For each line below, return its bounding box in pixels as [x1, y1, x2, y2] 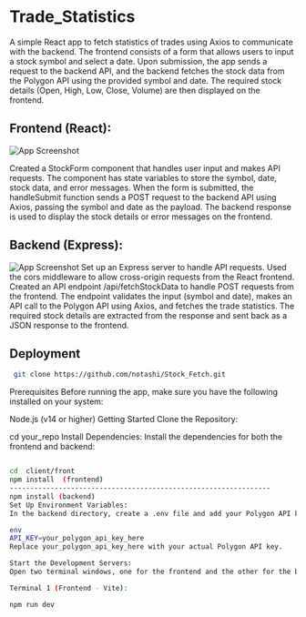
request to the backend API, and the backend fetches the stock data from [9, 66, 285, 76]
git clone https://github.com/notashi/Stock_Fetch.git [13, 370, 226, 379]
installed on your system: [9, 396, 104, 407]
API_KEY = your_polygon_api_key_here [9, 534, 145, 543]
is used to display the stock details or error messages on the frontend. [9, 211, 273, 222]
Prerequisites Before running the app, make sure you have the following [9, 387, 279, 398]
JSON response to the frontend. [9, 319, 129, 330]
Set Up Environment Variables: [9, 501, 128, 510]
